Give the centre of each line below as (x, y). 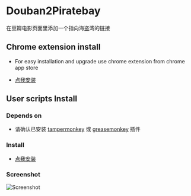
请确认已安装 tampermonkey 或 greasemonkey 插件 (78, 129)
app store (26, 68)
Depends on (24, 115)
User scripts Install (42, 99)
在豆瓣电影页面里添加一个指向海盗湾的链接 (58, 28)
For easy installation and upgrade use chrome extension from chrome (100, 61)
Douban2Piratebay (53, 11)
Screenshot (23, 174)
